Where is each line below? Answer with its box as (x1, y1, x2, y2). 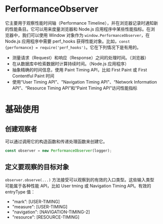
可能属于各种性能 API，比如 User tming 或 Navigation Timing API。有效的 (5, 183, 152, 189)
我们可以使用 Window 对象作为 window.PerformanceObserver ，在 (21, 32, 150, 38)
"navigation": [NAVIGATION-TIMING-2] (12, 209, 90, 215)
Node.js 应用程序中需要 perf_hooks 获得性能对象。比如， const (5, 38, 130, 44)
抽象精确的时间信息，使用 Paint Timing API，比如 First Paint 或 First (12, 67, 147, 72)
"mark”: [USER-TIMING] (12, 198, 60, 205)
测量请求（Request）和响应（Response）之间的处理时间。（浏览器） (12, 54, 149, 60)
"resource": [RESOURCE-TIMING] (12, 214, 80, 220)
